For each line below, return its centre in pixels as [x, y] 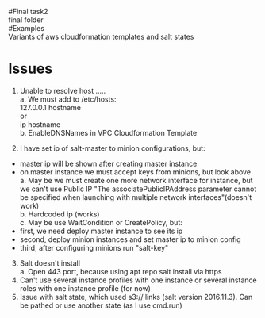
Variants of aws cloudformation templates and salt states [101, 36]
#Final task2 [29, 11]
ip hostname [40, 124]
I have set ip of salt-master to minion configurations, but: [112, 148]
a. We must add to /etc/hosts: [68, 99]
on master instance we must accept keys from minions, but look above [135, 172]
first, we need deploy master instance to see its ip [101, 231]
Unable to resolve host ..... [63, 90]
